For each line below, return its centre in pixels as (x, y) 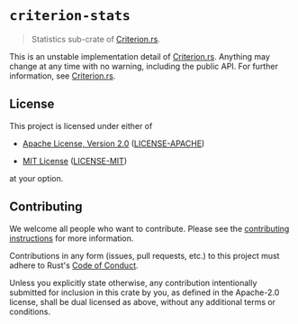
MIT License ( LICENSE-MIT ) (75, 161)
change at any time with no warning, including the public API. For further (144, 66)
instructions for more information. (72, 238)
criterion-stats (70, 16)
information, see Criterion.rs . (63, 76)
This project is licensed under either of (81, 125)
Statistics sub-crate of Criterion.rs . (95, 39)
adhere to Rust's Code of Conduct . (74, 265)
